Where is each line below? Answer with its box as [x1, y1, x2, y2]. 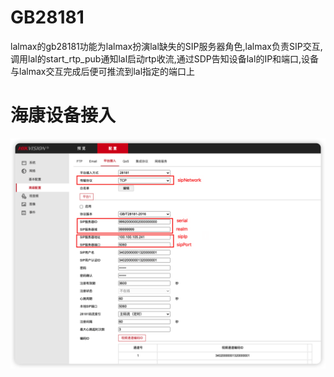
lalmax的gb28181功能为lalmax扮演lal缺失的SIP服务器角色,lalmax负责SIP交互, [10, 40, 323, 52]
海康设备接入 [10, 104, 117, 127]
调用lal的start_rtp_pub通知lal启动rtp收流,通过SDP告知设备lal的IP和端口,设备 [10, 52, 320, 65]
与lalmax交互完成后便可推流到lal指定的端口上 [10, 65, 196, 77]
